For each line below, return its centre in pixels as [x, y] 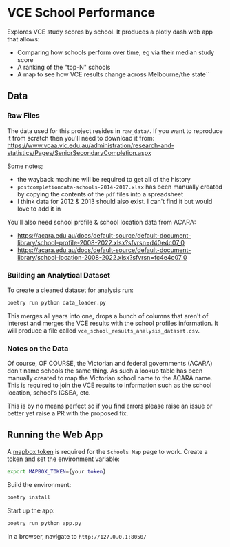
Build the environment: [39, 484]
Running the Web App [55, 435]
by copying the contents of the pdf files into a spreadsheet [100, 194]
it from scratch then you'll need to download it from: [81, 138]
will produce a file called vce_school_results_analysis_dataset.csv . [104, 330]
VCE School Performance [81, 13]
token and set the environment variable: [64, 459]
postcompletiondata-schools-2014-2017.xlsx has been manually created [119, 187]
